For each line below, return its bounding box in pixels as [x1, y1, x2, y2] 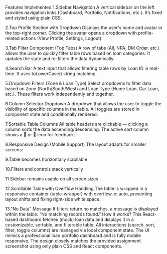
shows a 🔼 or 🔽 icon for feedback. [5, 132, 75, 137]
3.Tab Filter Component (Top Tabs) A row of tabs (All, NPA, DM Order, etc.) [5, 45, 160, 51]
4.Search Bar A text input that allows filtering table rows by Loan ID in [5, 65, 149, 71]
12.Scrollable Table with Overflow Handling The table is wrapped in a [5, 185, 147, 191]
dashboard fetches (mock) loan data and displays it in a [19, 216, 134, 222]
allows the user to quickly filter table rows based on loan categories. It [5, 50, 150, 56]
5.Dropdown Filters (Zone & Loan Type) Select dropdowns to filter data [5, 80, 151, 86]
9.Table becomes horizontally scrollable [5, 156, 88, 162]
